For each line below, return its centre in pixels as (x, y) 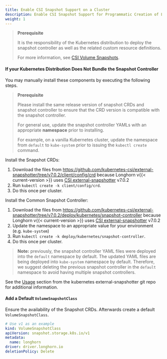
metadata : (15, 338)
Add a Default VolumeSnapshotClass (41, 298)
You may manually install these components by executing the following (78, 80)
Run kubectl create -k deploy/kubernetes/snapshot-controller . (79, 236)
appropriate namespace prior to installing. (61, 130)
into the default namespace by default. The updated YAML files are (86, 256)
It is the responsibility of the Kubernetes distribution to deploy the (84, 43)
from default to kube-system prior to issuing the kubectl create (82, 145)
